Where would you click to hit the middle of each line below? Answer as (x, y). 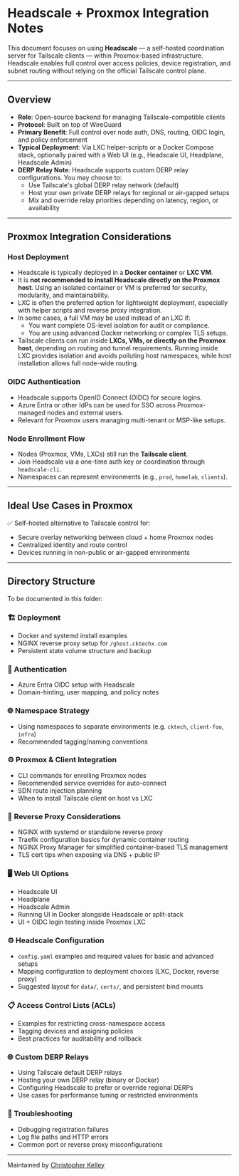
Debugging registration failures (63, 1129)
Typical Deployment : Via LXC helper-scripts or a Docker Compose (116, 147)
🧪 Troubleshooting (40, 1114)
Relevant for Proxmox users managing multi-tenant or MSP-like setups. (122, 420)
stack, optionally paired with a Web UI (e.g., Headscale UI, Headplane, (121, 155)
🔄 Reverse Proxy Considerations (64, 816)
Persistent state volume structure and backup (84, 650)
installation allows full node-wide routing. (78, 363)
